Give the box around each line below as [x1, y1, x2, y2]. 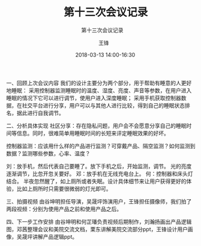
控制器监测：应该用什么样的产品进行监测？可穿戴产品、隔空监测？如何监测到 [6, 142, 196, 149]
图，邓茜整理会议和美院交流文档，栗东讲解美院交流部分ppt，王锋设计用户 [6, 226, 188, 233]
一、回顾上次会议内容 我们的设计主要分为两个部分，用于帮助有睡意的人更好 [6, 79, 192, 86]
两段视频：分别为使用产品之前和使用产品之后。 [6, 205, 122, 212]
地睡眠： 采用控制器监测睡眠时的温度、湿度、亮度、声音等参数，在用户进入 [6, 86, 192, 94]
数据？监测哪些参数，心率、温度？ [6, 149, 91, 157]
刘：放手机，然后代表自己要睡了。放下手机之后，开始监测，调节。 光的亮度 [6, 163, 192, 170]
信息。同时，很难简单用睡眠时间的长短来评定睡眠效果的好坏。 [16, 130, 169, 137]
